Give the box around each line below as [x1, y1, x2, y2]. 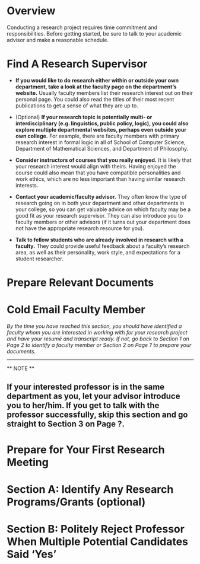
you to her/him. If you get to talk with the [7, 400, 160, 410]
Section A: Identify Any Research [7, 482, 174, 496]
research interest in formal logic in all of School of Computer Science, [15, 138, 186, 146]
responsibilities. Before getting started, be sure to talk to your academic [7, 30, 182, 37]
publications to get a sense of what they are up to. [15, 102, 138, 109]
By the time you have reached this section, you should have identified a [7, 323, 182, 330]
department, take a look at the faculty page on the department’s [15, 83, 177, 90]
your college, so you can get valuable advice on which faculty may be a [15, 206, 191, 213]
